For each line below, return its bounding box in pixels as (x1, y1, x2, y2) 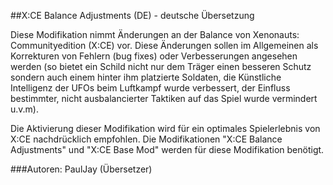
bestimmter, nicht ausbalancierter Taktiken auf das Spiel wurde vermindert (10, 93, 318, 104)
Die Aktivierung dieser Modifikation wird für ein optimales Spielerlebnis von (10, 123, 321, 134)
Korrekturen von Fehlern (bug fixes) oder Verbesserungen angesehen (10, 50, 298, 62)
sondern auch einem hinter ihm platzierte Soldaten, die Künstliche (10, 71, 282, 83)
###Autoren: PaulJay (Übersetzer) (10, 163, 153, 175)
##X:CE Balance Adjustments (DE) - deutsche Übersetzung (10, 10, 255, 21)
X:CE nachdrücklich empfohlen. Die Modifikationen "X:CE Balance (10, 133, 283, 145)
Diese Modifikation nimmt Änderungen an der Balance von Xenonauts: (10, 29, 300, 40)
